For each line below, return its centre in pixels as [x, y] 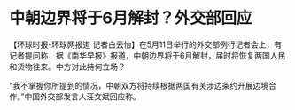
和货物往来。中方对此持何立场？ [67, 67]
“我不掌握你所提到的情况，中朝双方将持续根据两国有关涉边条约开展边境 [139, 85]
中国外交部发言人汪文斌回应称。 [83, 96]
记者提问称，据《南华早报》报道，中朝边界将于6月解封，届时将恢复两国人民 [147, 55]
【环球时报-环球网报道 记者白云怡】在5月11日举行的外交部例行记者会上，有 [146, 44]
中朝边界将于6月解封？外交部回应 [131, 18]
